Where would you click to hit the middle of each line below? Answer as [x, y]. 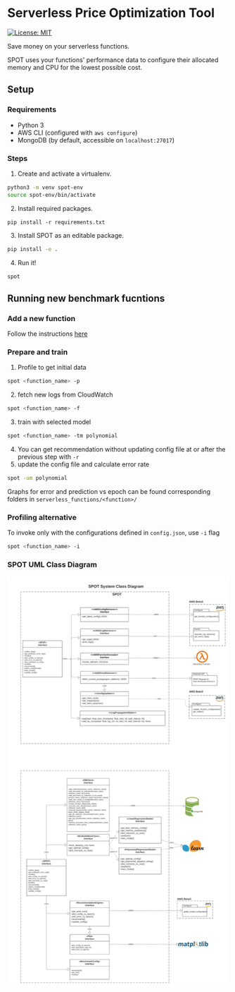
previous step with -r [48, 457]
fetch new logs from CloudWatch [65, 395]
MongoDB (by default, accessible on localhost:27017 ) [96, 140]
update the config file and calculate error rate [83, 464]
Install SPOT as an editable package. [71, 235]
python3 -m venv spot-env [45, 187]
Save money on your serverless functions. [69, 46]
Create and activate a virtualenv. [64, 174]
